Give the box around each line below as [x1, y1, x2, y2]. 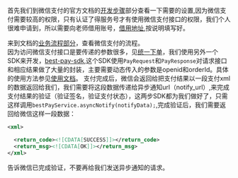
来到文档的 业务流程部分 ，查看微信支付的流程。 [7, 39, 144, 47]
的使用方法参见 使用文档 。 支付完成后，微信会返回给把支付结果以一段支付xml [7, 74, 231, 83]
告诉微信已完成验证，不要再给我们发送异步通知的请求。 [7, 163, 169, 172]
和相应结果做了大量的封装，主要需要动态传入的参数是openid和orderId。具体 [7, 66, 229, 73]
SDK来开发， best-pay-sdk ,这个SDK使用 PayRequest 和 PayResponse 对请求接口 [7, 57, 228, 65]
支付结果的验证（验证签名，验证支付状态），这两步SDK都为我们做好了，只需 [7, 92, 228, 100]
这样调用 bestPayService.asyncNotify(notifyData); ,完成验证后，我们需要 [7, 101, 220, 109]
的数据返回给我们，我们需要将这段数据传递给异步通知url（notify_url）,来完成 [7, 83, 230, 91]
